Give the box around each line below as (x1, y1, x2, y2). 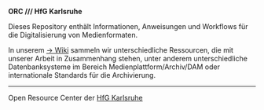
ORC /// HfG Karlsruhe (8, 7, 82, 16)
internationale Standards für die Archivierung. (8, 71, 156, 79)
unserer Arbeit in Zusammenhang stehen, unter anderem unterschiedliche (8, 54, 247, 63)
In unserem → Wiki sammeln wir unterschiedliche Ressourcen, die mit (8, 46, 234, 54)
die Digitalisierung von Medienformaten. (8, 31, 138, 39)
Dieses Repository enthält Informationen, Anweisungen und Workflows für (8, 22, 249, 31)
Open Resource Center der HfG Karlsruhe (8, 93, 143, 102)
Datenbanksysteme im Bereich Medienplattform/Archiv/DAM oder (8, 62, 220, 71)
